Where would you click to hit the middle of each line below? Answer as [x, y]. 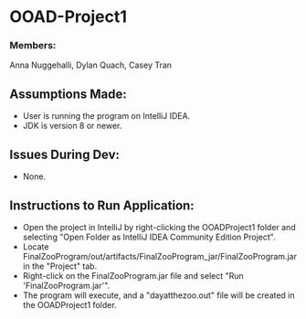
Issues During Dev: [65, 154]
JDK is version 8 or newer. [72, 126]
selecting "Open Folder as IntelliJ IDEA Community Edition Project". [149, 237]
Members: [33, 46]
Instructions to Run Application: [102, 205]
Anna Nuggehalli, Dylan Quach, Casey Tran [90, 65]
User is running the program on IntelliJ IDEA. [106, 116]
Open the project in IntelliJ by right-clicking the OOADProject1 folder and [159, 227]
